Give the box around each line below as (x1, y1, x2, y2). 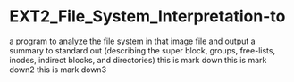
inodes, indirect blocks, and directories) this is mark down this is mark (9, 54, 267, 65)
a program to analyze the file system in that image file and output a (9, 36, 256, 46)
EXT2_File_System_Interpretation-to (9, 6, 286, 27)
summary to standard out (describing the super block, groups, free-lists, (9, 45, 275, 55)
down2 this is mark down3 (9, 64, 107, 75)
